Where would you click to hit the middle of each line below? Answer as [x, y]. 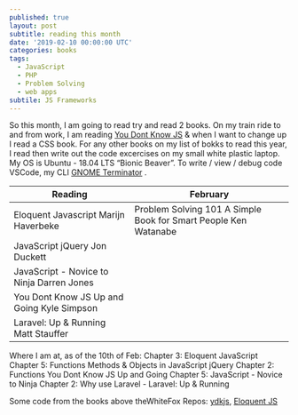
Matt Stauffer [41, 334]
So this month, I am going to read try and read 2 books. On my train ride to [145, 125]
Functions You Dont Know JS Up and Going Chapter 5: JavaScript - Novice [146, 375]
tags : [19, 59]
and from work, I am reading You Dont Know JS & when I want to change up [148, 135]
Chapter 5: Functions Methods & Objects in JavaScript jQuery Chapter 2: [142, 365]
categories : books [43, 51]
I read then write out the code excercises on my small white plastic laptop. [145, 154]
